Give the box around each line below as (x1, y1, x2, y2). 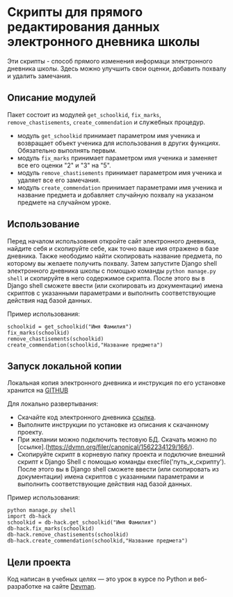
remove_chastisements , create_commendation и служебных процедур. (7, 118, 205, 126)
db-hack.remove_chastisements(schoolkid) (7, 531, 129, 538)
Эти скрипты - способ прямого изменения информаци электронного (7, 56, 214, 65)
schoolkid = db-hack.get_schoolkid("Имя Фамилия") (7, 519, 157, 527)
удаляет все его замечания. (17, 176, 101, 184)
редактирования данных (7, 19, 160, 35)
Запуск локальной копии (7, 360, 122, 372)
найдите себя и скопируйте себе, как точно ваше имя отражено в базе (7, 244, 219, 252)
